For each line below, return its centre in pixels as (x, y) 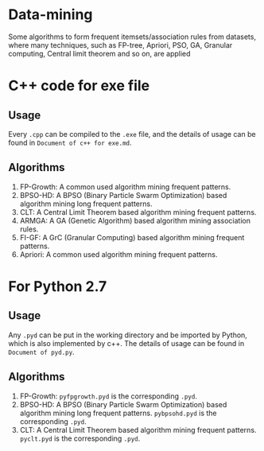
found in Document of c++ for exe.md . (70, 142)
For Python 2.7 (58, 286)
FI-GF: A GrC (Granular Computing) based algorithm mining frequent (132, 237)
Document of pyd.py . (41, 352)
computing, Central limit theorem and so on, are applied (99, 53)
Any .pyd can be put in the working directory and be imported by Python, (128, 335)
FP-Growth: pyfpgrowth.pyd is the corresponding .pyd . (108, 396)
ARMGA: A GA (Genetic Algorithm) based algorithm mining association (135, 220)
